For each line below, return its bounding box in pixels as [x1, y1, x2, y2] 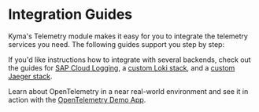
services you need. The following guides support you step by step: [8, 39, 225, 49]
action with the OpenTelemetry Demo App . [8, 95, 146, 104]
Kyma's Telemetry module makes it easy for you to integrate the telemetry [8, 31, 248, 41]
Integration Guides [8, 5, 133, 23]
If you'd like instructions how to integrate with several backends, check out [8, 55, 251, 64]
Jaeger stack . [8, 71, 53, 81]
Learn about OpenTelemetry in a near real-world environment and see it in [8, 86, 249, 96]
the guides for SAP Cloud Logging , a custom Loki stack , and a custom [8, 63, 235, 72]
